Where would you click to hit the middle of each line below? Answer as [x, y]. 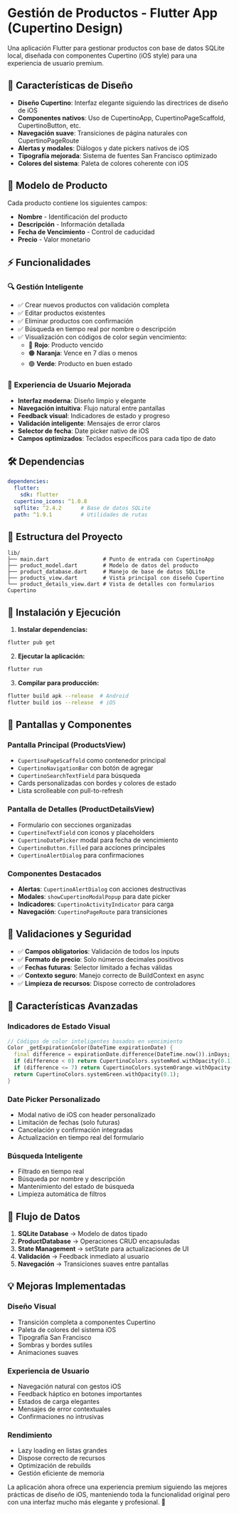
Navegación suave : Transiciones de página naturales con [102, 132]
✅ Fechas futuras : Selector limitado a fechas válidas [95, 967]
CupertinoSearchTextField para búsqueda [79, 776]
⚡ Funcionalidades [49, 262]
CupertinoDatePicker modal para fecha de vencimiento [98, 840]
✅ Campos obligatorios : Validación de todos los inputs [99, 951]
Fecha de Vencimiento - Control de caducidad [86, 232]
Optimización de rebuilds [54, 1466]
